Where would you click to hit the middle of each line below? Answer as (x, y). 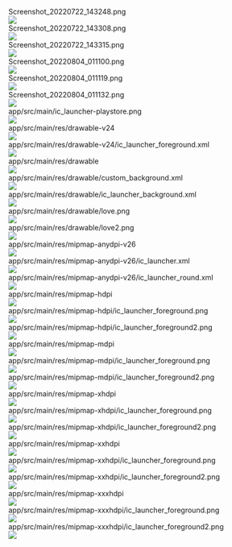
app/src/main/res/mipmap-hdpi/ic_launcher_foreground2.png (110, 327)
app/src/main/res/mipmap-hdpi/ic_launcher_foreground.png (108, 311)
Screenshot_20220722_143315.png (66, 45)
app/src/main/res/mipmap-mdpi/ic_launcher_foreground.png (110, 361)
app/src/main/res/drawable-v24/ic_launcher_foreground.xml (109, 145)
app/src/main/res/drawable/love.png (69, 211)
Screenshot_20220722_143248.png (67, 12)
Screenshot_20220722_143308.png (67, 28)
